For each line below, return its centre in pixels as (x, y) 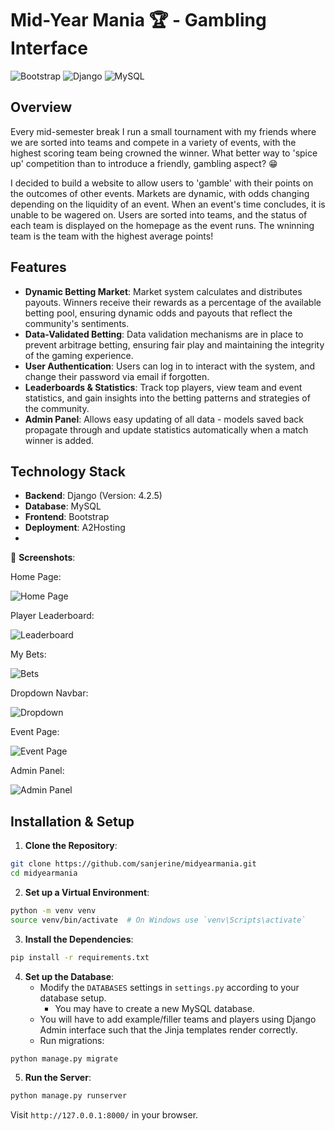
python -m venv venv (53, 910)
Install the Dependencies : (79, 939)
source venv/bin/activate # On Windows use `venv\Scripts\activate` (158, 920)
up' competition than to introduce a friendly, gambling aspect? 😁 (144, 163)
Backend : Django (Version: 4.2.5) (93, 496)
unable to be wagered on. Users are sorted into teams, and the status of (159, 214)
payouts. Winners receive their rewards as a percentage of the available (173, 302)
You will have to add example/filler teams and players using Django (178, 1019)
